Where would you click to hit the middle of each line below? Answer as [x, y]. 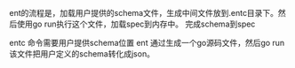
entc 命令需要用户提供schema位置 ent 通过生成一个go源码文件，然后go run [147, 43]
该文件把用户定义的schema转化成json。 [82, 54]
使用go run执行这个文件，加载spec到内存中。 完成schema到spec [136, 24]
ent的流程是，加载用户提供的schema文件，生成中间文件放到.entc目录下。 [144, 13]
